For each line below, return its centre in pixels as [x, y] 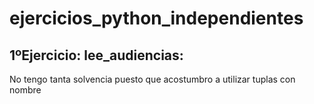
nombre [25, 90]
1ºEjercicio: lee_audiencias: [96, 55]
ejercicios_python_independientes [156, 18]
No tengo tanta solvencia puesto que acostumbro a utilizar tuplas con [152, 79]
